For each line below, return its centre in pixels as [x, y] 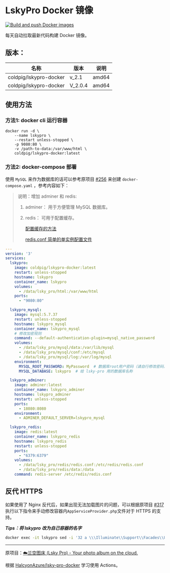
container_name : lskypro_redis [47, 437]
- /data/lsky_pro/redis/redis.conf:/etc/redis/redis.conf [81, 465]
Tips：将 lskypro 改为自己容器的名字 [44, 528]
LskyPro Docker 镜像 [49, 10]
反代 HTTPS [24, 492]
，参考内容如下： [51, 185]
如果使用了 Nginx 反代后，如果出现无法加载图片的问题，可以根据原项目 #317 [85, 505]
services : [16, 258]
